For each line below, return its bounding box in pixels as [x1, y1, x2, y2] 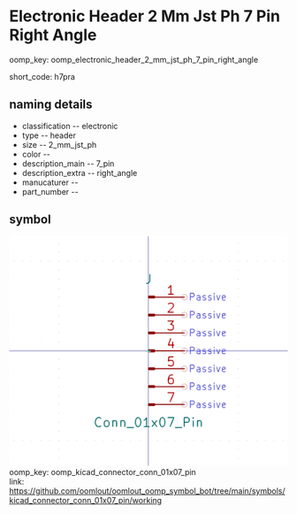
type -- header [21, 130, 77, 141]
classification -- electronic [21, 120, 118, 131]
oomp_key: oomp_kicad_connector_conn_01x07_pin [9, 467, 196, 478]
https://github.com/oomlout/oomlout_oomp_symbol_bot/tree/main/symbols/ [9, 486, 286, 496]
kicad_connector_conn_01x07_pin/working [9, 495, 162, 506]
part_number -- [21, 186, 79, 196]
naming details [9, 97, 93, 112]
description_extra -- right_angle [21, 167, 138, 178]
